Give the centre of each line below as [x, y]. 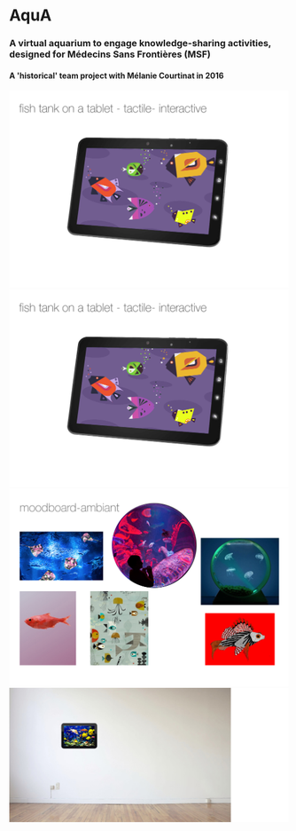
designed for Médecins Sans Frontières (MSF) [110, 54]
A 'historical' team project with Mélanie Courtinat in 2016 [117, 75]
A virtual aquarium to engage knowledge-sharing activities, [140, 44]
